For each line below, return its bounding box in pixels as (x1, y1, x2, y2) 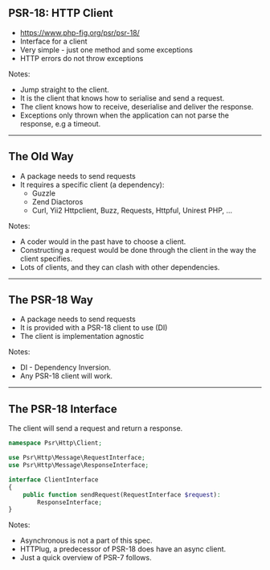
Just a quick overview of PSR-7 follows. (19, 553, 152, 563)
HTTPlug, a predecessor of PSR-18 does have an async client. (19, 544, 227, 554)
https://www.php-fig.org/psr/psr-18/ (19, 27, 141, 37)
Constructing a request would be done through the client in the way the (19, 245, 257, 254)
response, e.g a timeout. (19, 118, 101, 128)
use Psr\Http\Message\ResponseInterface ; (8, 461, 149, 469)
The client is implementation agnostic (19, 332, 145, 341)
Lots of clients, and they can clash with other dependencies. (19, 262, 220, 272)
